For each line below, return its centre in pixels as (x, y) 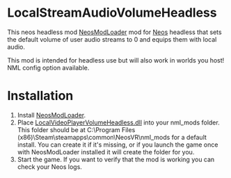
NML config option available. (48, 67)
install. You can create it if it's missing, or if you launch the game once (118, 145)
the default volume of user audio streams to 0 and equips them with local (112, 39)
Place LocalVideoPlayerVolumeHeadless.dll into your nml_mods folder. (119, 122)
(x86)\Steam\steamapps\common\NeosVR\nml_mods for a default (112, 137)
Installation (40, 96)
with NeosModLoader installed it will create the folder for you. (106, 152)
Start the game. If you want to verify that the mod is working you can (116, 159)
